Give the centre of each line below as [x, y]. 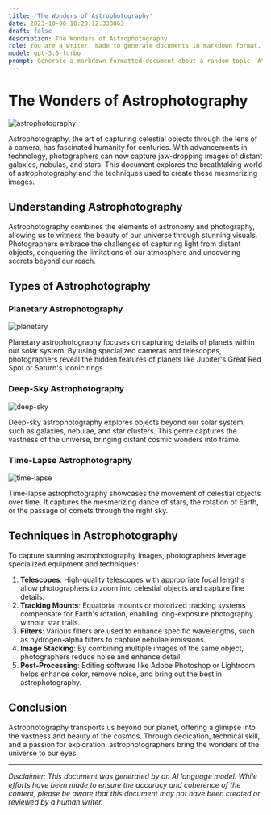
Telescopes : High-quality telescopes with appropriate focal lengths [132, 579]
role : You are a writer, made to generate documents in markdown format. [135, 46]
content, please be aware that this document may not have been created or [134, 793]
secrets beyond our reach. [52, 261]
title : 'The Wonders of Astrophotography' [81, 16]
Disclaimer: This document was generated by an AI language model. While [133, 776]
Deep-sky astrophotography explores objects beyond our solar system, [127, 422]
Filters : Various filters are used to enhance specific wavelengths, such [138, 631]
